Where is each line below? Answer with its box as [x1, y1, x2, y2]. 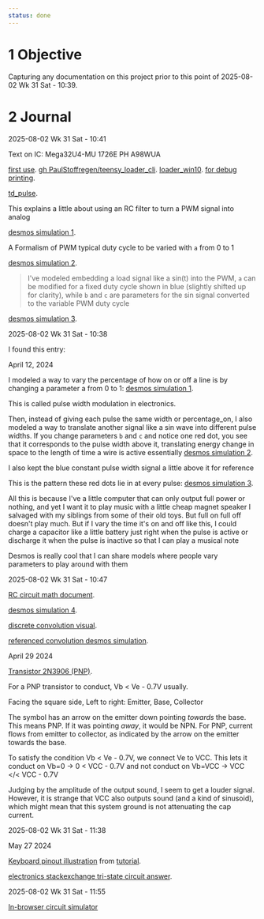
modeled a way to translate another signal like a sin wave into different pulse [8, 422, 257, 431]
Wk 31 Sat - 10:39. [18, 80, 78, 89]
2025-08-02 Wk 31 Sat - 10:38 [8, 329, 108, 338]
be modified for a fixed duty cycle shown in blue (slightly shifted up [27, 281, 247, 291]
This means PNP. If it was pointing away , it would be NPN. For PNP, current [8, 721, 254, 730]
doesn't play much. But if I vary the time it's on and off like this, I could [8, 518, 237, 528]
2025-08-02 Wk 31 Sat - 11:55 [8, 887, 106, 896]
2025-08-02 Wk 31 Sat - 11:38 [8, 825, 106, 834]
